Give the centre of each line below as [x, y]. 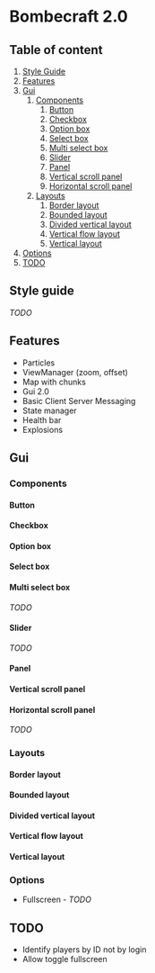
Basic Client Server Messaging [79, 401]
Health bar [42, 419]
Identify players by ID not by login [84, 950]
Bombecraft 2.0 [69, 17]
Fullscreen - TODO [57, 900]
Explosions [43, 429]
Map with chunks [54, 382]
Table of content [56, 50]
